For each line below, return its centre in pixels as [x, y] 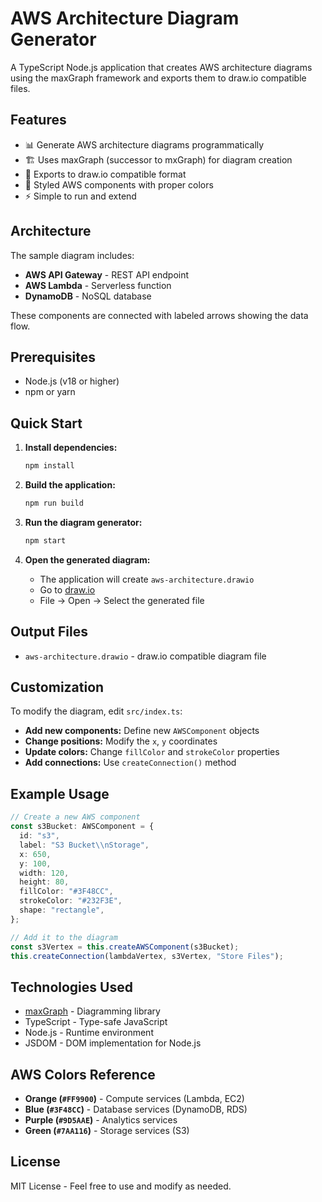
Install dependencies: [71, 448]
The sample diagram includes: [72, 255]
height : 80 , [44, 882]
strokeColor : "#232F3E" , [71, 901]
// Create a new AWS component [75, 817]
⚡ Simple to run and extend [80, 196]
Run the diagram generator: [83, 522]
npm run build [54, 503]
